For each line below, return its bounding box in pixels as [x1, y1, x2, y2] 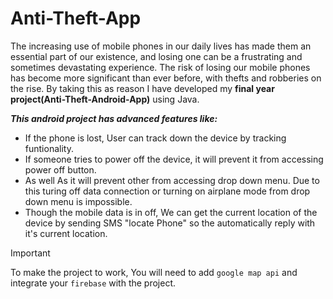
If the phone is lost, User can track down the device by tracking [24, 132, 287, 144]
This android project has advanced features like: [10, 112, 218, 124]
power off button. [24, 163, 97, 176]
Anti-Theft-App [10, 7, 142, 30]
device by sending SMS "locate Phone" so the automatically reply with [24, 217, 316, 229]
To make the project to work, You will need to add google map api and [10, 266, 298, 278]
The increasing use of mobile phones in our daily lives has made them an [10, 40, 312, 52]
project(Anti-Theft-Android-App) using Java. [10, 93, 200, 105]
